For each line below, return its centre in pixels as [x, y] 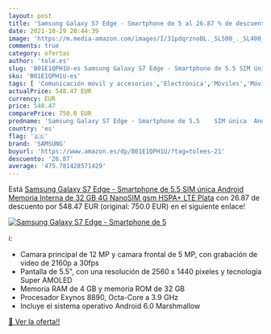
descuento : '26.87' [41, 159]
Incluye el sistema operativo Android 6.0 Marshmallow [110, 306]
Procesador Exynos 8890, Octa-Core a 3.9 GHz [99, 298]
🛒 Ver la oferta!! [34, 322]
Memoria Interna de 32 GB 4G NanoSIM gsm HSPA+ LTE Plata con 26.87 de [134, 198]
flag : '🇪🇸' [28, 136]
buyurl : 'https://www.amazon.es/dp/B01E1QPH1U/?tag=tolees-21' [117, 151]
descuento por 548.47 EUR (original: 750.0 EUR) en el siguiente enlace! [127, 206]
